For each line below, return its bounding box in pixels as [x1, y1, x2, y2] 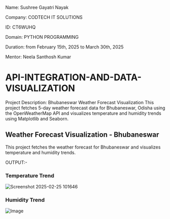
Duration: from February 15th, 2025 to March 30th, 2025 [5, 44, 124, 50]
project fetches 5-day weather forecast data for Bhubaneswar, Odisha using [5, 105, 165, 111]
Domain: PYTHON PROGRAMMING [5, 34, 79, 40]
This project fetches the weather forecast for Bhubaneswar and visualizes [5, 144, 161, 150]
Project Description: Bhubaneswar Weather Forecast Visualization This [5, 99, 154, 105]
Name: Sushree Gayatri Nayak [5, 5, 69, 10]
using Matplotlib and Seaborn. [5, 115, 69, 121]
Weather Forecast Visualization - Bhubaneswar [5, 130, 159, 139]
